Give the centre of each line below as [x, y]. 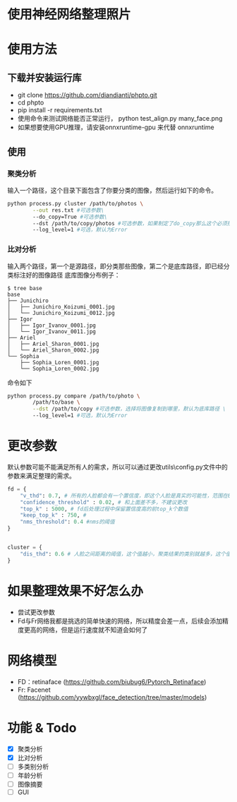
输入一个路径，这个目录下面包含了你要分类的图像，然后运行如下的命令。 [112, 190]
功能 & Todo [42, 728]
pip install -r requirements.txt [60, 110]
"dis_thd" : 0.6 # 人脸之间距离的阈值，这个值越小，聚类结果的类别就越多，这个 [123, 554]
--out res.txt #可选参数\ [68, 210]
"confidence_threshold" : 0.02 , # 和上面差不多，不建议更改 [104, 502]
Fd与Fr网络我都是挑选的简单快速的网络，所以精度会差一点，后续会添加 [120, 621]
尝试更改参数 [36, 612]
